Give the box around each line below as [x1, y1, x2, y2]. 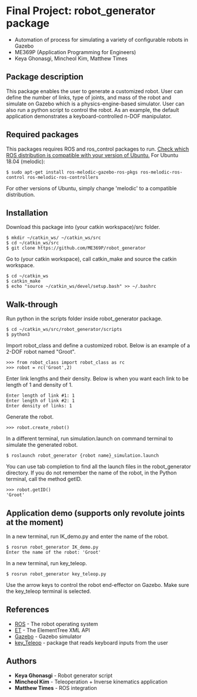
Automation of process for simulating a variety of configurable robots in [14, 36, 189, 43]
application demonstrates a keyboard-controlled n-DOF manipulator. [6, 112, 172, 120]
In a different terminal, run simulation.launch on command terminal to [6, 435, 173, 442]
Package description [6, 72, 84, 82]
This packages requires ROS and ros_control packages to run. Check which [6, 145, 189, 152]
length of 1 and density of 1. [6, 381, 73, 389]
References [6, 605, 49, 615]
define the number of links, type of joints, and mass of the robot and [6, 94, 172, 101]
